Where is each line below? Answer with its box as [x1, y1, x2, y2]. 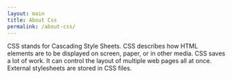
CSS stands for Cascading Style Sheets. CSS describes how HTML [7, 42, 199, 51]
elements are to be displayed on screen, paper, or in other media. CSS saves [7, 49, 226, 58]
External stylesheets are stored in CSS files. [7, 64, 132, 73]
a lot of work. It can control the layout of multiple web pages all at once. [7, 57, 212, 65]
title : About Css [7, 17, 57, 24]
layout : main [7, 10, 45, 17]
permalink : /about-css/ [7, 23, 76, 30]
